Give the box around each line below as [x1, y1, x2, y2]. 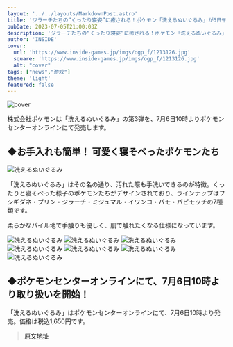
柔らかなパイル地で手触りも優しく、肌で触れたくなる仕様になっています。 [7, 221, 219, 229]
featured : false [7, 81, 54, 88]
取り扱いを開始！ [16, 289, 89, 300]
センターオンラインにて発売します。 [7, 123, 110, 132]
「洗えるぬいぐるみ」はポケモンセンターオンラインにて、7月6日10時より [7, 308, 215, 316]
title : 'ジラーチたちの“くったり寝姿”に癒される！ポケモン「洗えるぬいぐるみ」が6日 [7, 17, 222, 24]
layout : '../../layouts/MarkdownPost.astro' [7, 10, 138, 17]
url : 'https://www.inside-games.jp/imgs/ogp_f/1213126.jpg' [13, 49, 191, 56]
